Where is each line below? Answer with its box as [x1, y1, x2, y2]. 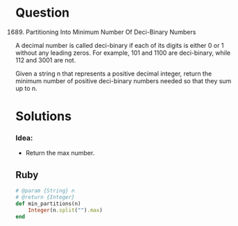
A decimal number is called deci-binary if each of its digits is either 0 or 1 [15, 41, 224, 49]
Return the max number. [25, 149, 95, 157]
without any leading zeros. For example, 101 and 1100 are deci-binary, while [15, 49, 231, 57]
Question [15, 5, 69, 21]
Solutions [15, 109, 72, 124]
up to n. [15, 84, 37, 92]
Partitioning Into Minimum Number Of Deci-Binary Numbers [25, 28, 196, 36]
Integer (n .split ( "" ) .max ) [28, 207, 103, 214]
